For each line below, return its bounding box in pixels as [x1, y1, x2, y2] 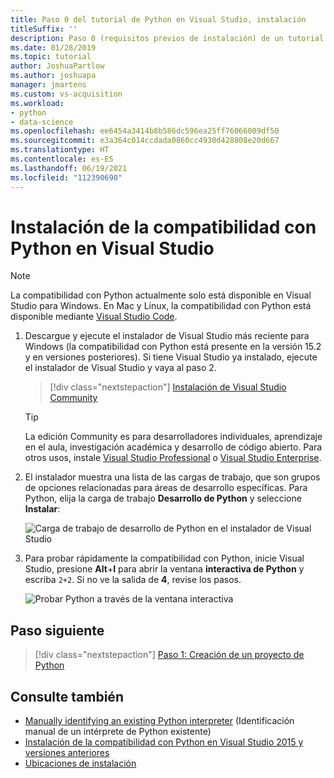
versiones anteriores [24, 747, 110, 759]
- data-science [10, 117, 74, 127]
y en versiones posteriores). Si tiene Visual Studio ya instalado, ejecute [24, 351, 318, 363]
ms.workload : [10, 98, 65, 108]
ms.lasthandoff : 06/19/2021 [10, 163, 128, 173]
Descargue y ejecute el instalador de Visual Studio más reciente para [24, 330, 310, 342]
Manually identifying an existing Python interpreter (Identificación [24, 715, 295, 727]
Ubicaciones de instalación [24, 757, 137, 770]
